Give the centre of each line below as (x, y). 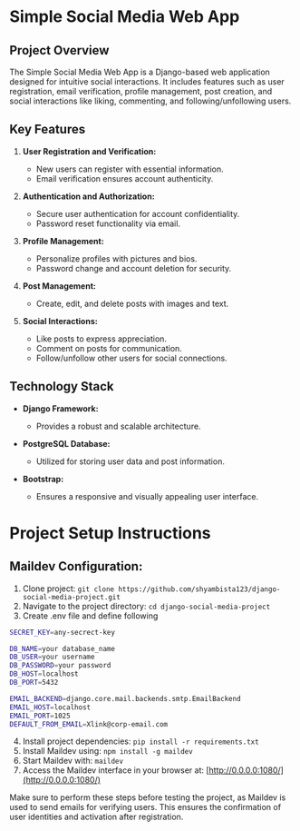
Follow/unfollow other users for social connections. (132, 358)
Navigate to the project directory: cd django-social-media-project (146, 606)
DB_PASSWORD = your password (60, 666)
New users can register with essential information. (130, 169)
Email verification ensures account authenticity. (125, 178)
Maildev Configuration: (76, 566)
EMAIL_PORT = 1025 (40, 716)
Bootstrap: (43, 479)
